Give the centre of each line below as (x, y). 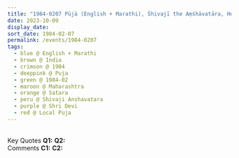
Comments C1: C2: (35, 148)
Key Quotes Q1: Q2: (36, 140)
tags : (15, 47)
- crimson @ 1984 (39, 67)
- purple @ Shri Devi (46, 106)
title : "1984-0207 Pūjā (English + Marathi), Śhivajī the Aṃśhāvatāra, (116, 14)
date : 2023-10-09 (33, 21)
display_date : (28, 27)
